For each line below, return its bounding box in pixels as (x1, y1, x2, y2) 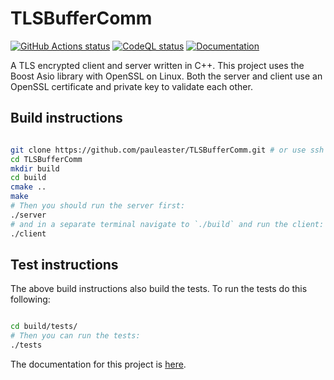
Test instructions (10, 256, 119, 273)
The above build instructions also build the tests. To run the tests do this (10, 283, 308, 295)
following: (10, 293, 51, 306)
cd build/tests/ (10, 322, 78, 332)
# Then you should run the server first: (10, 201, 186, 211)
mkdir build (10, 163, 60, 174)
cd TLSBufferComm (10, 154, 83, 164)
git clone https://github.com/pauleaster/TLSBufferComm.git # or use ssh (10, 145, 325, 155)
